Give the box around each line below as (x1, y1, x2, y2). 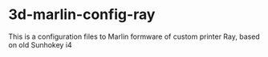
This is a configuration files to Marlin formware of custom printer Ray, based (8, 32, 261, 41)
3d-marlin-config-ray (8, 6, 156, 24)
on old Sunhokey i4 (8, 40, 72, 49)
